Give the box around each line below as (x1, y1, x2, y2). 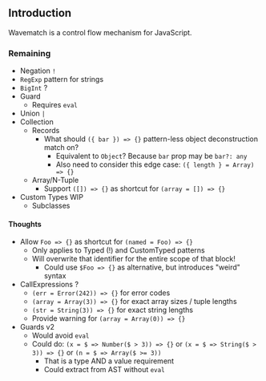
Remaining (8, 47, 51, 59)
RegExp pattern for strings (19, 75, 104, 84)
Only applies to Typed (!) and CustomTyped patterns (31, 245, 206, 255)
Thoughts (8, 219, 42, 229)
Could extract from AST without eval (43, 365, 166, 375)
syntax (43, 271, 66, 281)
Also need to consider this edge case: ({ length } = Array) (55, 160, 255, 169)
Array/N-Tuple (31, 176, 79, 185)
